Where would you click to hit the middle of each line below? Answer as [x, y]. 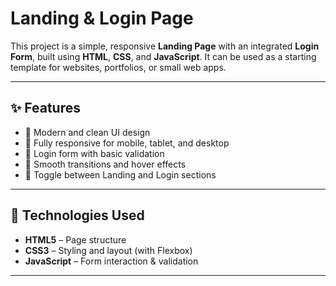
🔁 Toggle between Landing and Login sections [120, 174]
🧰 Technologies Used [77, 215]
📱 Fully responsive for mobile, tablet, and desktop [127, 143]
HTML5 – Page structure [75, 239]
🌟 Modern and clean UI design [87, 132]
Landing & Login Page [102, 18]
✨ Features [45, 108]
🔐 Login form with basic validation [94, 153]
